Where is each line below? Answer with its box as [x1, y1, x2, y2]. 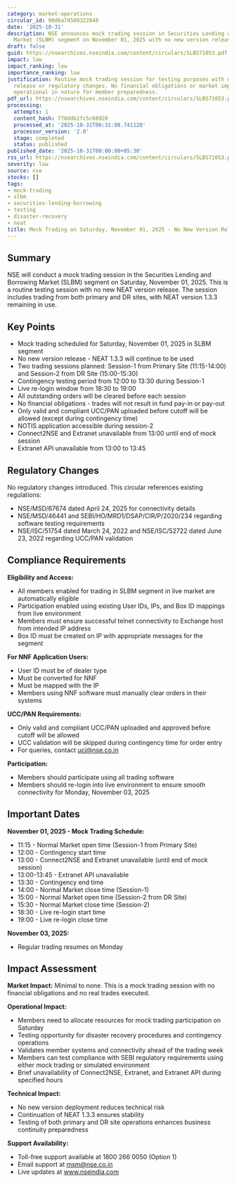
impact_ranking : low [7, 63, 68, 70]
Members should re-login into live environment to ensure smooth [17, 780, 206, 789]
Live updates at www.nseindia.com [17, 1168, 119, 1176]
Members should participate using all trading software [17, 772, 174, 781]
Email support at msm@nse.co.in [17, 1161, 114, 1169]
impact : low [7, 56, 42, 63]
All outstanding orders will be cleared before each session [17, 392, 186, 401]
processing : [7, 102, 42, 109]
